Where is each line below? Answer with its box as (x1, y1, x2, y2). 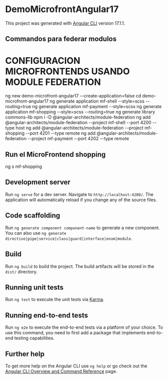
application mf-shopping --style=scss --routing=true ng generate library (5, 109, 155, 115)
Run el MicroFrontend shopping (5, 150, 106, 159)
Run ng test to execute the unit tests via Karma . (5, 297, 104, 303)
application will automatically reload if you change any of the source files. (5, 197, 157, 203)
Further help (5, 349, 45, 358)
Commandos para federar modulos (5, 35, 117, 43)
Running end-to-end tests (5, 311, 88, 320)
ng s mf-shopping (5, 163, 43, 169)
